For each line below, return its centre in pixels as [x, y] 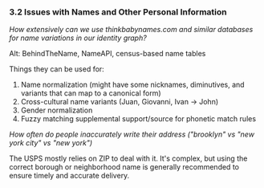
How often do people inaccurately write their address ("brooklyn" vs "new [132, 134]
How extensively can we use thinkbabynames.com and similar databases [131, 30]
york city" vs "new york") [51, 143]
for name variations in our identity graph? [78, 38]
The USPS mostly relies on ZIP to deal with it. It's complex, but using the [128, 158]
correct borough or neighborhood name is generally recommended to [124, 167]
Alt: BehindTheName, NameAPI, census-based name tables [108, 54]
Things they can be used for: [57, 69]
